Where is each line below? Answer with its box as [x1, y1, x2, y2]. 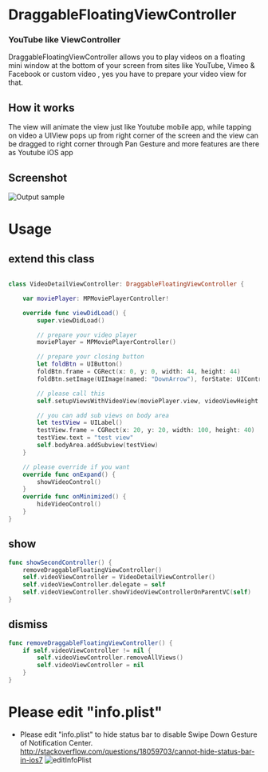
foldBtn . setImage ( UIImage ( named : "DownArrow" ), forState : [37, 374, 234, 383]
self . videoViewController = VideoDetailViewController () [22, 574, 216, 582]
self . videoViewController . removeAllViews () [37, 654, 183, 662]
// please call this [37, 390, 105, 398]
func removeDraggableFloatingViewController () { [8, 638, 173, 647]
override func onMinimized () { [22, 493, 127, 501]
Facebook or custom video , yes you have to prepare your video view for [8, 70, 247, 79]
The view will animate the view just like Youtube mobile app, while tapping [8, 122, 252, 132]
